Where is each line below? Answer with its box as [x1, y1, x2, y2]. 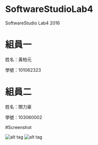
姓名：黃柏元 [5, 56, 31, 62]
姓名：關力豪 [5, 104, 31, 110]
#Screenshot [5, 124, 32, 130]
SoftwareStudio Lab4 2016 [5, 20, 60, 26]
